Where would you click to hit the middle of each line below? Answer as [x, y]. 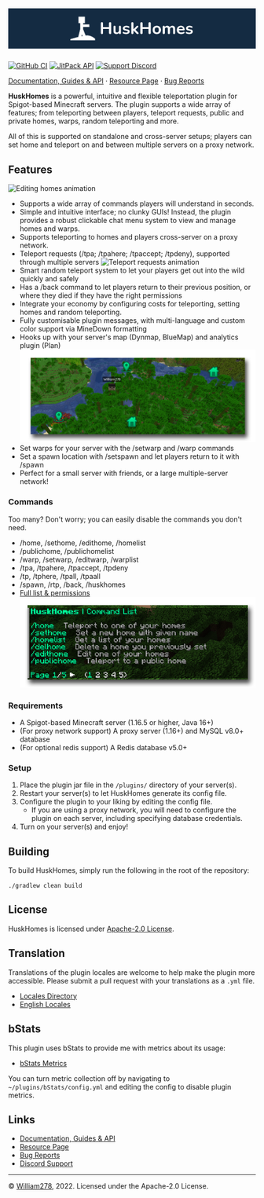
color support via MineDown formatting [83, 329]
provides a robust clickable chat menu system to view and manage [128, 221]
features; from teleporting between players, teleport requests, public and [126, 113]
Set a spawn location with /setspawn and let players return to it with [129, 456]
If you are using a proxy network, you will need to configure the [134, 810]
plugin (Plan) [40, 346]
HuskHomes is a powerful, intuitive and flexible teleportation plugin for [123, 96]
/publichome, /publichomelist [67, 551]
